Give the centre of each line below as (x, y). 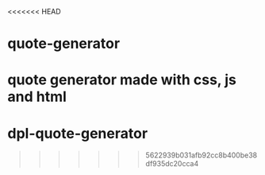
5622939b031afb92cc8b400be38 (202, 155)
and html (37, 97)
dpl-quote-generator (78, 133)
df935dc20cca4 (172, 164)
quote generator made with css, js (122, 80)
